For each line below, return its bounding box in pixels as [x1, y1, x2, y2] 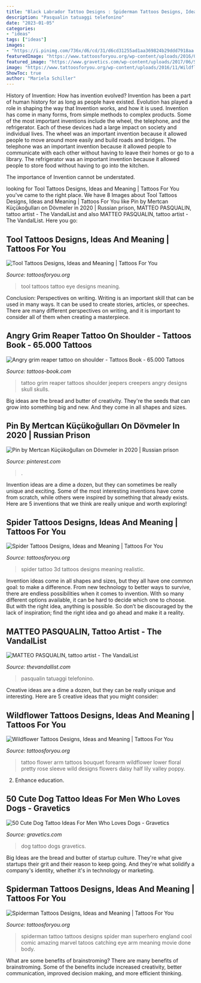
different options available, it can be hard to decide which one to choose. [6, 596, 187, 603]
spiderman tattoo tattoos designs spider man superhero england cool [20, 932, 192, 940]
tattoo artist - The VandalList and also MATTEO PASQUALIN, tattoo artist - [6, 211, 188, 218]
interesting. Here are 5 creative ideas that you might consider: [6, 693, 159, 700]
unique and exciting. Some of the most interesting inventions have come [6, 487, 184, 494]
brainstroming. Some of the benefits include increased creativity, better [6, 963, 182, 970]
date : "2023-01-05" [6, 20, 55, 26]
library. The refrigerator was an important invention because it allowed [6, 156, 180, 163]
